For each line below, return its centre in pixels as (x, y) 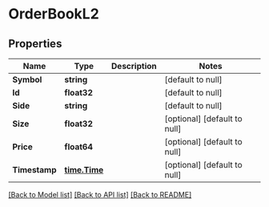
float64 (79, 147)
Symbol (27, 79)
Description (134, 66)
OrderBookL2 (54, 14)
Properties (35, 44)
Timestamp (35, 170)
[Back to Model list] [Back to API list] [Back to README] (100, 195)
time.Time (84, 170)
